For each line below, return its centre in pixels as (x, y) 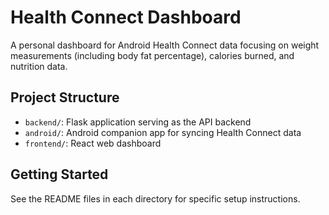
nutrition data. (39, 66)
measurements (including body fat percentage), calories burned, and (152, 55)
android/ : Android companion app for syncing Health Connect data (163, 132)
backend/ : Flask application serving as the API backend (138, 122)
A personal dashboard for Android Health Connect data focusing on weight (165, 45)
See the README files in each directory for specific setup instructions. (155, 198)
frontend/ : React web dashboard (93, 143)
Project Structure (65, 97)
